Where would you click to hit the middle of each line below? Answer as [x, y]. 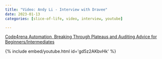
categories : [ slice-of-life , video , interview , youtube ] [64, 19]
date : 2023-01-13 [23, 14]
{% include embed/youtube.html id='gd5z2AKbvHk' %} [61, 51]
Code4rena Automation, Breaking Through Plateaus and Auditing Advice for [81, 37]
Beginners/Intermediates [30, 42]
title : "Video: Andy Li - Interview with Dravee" [56, 10]
